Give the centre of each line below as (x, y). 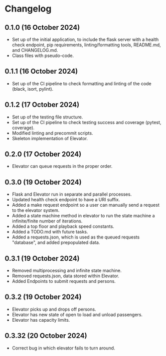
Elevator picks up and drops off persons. (54, 309)
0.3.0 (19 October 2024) (43, 182)
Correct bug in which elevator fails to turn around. (63, 348)
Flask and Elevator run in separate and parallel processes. (72, 194)
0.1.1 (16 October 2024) (41, 71)
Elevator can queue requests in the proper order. (62, 166)
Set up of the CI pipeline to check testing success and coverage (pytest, (87, 122)
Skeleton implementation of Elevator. (50, 138)
